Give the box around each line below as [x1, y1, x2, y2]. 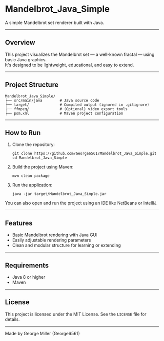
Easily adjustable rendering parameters [12, 237, 91, 243]
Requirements [5, 261, 49, 269]
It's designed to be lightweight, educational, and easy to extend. [5, 62, 134, 68]
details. [5, 316, 20, 322]
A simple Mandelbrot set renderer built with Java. [5, 20, 104, 25]
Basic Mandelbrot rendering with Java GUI [12, 232, 98, 238]
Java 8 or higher [12, 274, 45, 280]
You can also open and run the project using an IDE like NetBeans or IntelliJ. [5, 200, 158, 206]
